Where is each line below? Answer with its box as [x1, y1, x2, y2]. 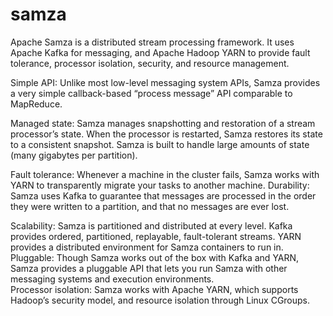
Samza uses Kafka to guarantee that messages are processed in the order [10, 189, 317, 202]
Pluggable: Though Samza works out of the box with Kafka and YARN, [10, 251, 300, 263]
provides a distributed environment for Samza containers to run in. [10, 241, 284, 253]
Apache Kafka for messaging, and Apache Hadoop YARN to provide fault [10, 46, 311, 58]
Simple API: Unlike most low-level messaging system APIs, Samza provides [10, 76, 321, 88]
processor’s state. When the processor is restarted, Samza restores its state [10, 128, 323, 140]
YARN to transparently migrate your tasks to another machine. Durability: [10, 179, 310, 191]
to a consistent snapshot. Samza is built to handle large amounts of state [10, 138, 310, 150]
